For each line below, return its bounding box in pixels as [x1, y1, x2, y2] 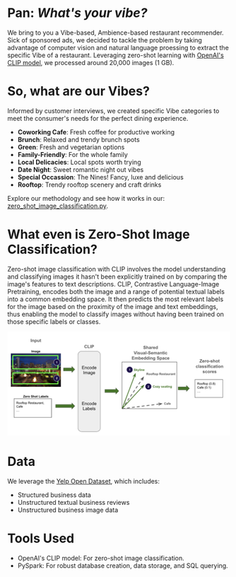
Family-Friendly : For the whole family [17, 150, 129, 158]
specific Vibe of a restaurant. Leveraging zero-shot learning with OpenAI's [7, 51, 224, 59]
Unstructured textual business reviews [17, 499, 130, 507]
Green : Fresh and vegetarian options [17, 143, 125, 151]
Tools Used [7, 530, 75, 547]
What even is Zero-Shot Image [7, 226, 190, 243]
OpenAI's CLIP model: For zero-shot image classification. [17, 554, 185, 562]
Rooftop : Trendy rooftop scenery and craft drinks [17, 180, 162, 189]
